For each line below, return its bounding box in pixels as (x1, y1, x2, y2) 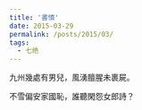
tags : (9, 38, 29, 47)
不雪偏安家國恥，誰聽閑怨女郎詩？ (9, 91, 135, 102)
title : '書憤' (9, 13, 60, 22)
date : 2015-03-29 (9, 21, 74, 30)
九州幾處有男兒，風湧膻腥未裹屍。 (9, 72, 135, 83)
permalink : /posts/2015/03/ (9, 30, 114, 38)
